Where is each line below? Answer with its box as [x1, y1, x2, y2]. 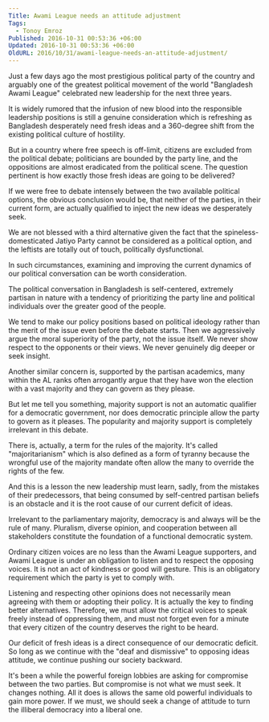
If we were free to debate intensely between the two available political [8, 187, 240, 195]
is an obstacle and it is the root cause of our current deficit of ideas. [8, 499, 233, 508]
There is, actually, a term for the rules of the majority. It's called [8, 441, 218, 450]
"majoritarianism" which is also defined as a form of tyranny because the [8, 449, 251, 458]
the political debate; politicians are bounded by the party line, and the [8, 154, 238, 163]
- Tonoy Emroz [15, 27, 63, 35]
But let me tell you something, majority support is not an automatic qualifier [8, 400, 257, 408]
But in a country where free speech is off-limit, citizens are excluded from [8, 146, 252, 154]
